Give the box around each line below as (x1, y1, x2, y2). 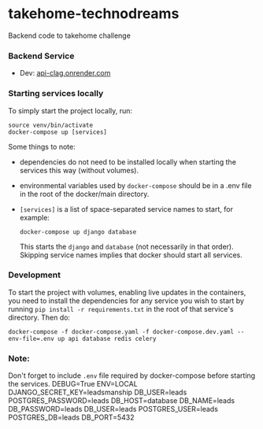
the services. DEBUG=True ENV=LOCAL (8, 379, 138, 389)
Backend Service (8, 50, 75, 61)
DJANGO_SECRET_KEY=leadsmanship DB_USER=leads (8, 387, 187, 398)
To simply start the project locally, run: (8, 105, 132, 115)
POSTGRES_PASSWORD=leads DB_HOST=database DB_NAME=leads (8, 396, 235, 405)
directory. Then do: (8, 313, 71, 322)
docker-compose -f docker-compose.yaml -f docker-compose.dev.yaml (8, 327, 235, 335)
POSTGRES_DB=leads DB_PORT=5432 (8, 412, 135, 422)
